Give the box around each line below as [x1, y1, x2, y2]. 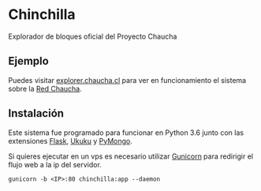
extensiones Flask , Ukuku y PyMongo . [8, 136, 132, 145]
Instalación [8, 107, 65, 120]
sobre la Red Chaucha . [8, 84, 82, 93]
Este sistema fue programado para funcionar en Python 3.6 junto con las [8, 128, 244, 137]
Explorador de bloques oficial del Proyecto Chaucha [8, 32, 177, 41]
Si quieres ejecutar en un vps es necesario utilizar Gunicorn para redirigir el [8, 152, 254, 161]
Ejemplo [8, 54, 49, 68]
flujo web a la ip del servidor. [8, 159, 103, 169]
